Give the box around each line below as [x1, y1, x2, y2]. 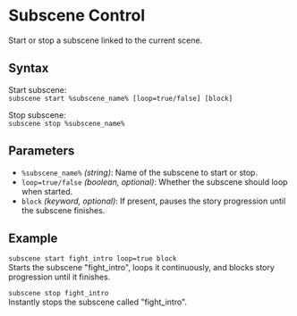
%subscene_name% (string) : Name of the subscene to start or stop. [21, 167, 259, 178]
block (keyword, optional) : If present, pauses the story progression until [21, 195, 286, 206]
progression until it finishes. [8, 271, 111, 282]
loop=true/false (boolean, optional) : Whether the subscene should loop [21, 176, 288, 187]
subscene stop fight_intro [8, 289, 109, 298]
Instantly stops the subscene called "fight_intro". [8, 296, 188, 308]
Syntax [8, 61, 49, 76]
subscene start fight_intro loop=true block [8, 254, 177, 263]
